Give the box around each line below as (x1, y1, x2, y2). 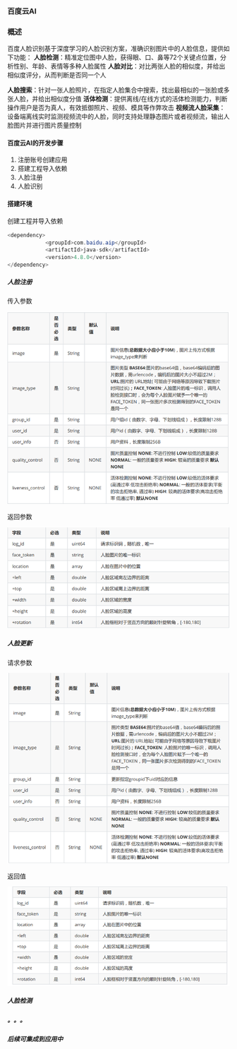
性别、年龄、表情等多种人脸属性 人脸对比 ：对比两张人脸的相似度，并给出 (13, 62, 226, 71)
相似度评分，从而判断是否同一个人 (7, 71, 107, 79)
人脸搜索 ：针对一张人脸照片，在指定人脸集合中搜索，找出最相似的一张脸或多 (7, 86, 230, 95)
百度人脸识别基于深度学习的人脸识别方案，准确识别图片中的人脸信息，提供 (7, 44, 224, 53)
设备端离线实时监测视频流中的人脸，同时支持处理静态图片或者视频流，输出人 (7, 112, 230, 121)
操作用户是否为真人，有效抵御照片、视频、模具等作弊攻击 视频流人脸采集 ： (7, 104, 226, 112)
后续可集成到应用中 (7, 1035, 63, 1043)
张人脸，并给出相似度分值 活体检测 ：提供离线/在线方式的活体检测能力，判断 (7, 95, 228, 103)
